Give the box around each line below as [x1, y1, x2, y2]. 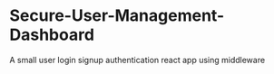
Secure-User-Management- [9, 5, 225, 26]
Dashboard [9, 24, 95, 45]
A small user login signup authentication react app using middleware [9, 54, 266, 65]
